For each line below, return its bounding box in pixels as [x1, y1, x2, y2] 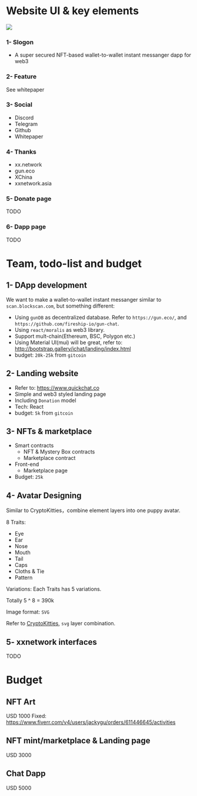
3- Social [6, 100, 32, 109]
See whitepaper [6, 86, 45, 93]
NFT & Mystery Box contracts [23, 448, 95, 455]
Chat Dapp [6, 769, 46, 779]
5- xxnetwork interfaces [6, 637, 97, 647]
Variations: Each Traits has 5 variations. [6, 586, 102, 593]
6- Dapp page [6, 223, 46, 231]
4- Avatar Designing [6, 490, 82, 500]
